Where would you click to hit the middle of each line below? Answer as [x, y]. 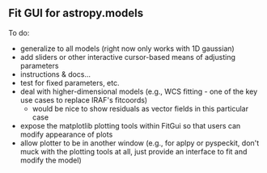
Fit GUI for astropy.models [76, 13]
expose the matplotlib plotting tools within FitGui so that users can [130, 125]
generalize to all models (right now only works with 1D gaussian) [127, 49]
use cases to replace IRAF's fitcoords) [84, 99]
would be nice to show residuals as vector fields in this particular [140, 108]
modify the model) [51, 160]
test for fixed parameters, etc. [70, 82]
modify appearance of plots [66, 134]
